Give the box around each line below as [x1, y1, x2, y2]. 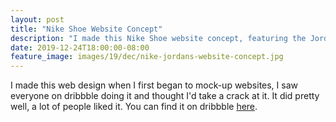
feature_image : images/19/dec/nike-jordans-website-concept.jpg [10, 52, 284, 62]
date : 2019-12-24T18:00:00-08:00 [10, 42, 150, 53]
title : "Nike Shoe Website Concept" [10, 24, 163, 34]
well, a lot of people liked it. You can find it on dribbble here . [10, 101, 258, 113]
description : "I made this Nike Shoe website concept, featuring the [10, 33, 307, 43]
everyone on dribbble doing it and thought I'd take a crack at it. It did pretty [10, 90, 320, 102]
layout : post [10, 14, 65, 25]
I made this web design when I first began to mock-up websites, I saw [10, 79, 298, 91]
